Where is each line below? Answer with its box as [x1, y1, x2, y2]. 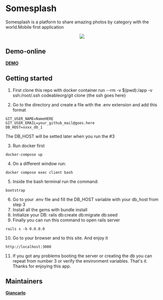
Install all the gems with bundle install [12, 207, 88, 213]
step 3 [12, 201, 26, 207]
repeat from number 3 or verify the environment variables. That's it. [12, 258, 148, 264]
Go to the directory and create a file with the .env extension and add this [12, 101, 157, 107]
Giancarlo [5, 290, 26, 296]
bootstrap [5, 188, 26, 193]
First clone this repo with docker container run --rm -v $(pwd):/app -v [12, 87, 153, 93]
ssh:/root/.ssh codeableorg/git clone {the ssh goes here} [12, 92, 126, 98]
